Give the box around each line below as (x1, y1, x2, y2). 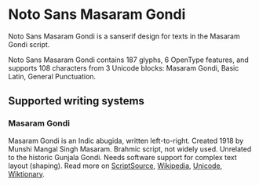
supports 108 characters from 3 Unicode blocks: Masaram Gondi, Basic (8, 63, 239, 72)
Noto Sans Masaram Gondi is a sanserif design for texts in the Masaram (8, 31, 241, 41)
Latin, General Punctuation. (8, 71, 97, 81)
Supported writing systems (8, 94, 145, 108)
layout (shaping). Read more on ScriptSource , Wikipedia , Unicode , (8, 161, 223, 170)
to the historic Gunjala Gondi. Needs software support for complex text (8, 152, 237, 162)
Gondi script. (8, 39, 50, 49)
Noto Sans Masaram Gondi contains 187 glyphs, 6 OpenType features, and (8, 55, 249, 64)
